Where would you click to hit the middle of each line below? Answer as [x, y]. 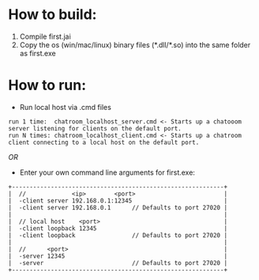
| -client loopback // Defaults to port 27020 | [118, 235]
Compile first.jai [45, 36]
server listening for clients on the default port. [95, 128]
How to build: [53, 15]
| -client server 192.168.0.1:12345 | [118, 201]
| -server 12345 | [118, 256]
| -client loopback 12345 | [118, 228]
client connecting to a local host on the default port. [104, 142]
